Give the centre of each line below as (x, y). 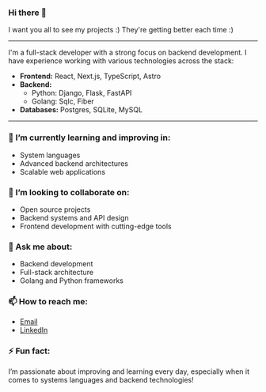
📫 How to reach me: (48, 302)
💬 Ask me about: (40, 247)
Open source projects (55, 209)
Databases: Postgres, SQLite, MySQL (81, 110)
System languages (50, 155)
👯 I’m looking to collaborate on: (69, 192)
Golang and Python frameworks (72, 281)
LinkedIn (34, 330)
